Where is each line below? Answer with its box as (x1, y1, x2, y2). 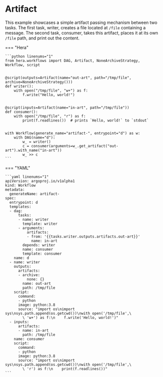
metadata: (5, 187, 25, 192)
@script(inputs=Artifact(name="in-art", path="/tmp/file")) (5, 105, 130, 110)
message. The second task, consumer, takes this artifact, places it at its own (5, 30, 158, 36)
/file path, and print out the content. (5, 35, 80, 41)
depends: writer (22, 242, 55, 247)
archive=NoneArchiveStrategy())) (5, 79, 73, 84)
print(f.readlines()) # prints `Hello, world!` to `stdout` (22, 118, 149, 123)
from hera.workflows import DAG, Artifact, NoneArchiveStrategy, (5, 58, 140, 63)
